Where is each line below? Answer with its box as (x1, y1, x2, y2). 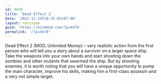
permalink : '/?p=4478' (5, 29, 51, 34)
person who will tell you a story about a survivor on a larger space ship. (5, 48, 148, 54)
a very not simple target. (5, 73, 54, 79)
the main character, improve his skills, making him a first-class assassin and (5, 69, 157, 74)
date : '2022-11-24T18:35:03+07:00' (5, 16, 77, 21)
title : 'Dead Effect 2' (5, 12, 53, 16)
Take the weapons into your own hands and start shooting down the (5, 53, 141, 58)
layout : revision (5, 20, 40, 26)
